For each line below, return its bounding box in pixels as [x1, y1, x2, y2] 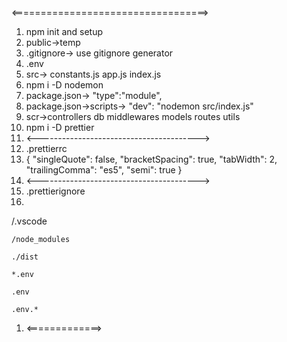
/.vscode [11, 215, 48, 227]
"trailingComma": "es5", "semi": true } [25, 164, 183, 176]
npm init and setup [25, 26, 104, 37]
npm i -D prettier [25, 122, 95, 133]
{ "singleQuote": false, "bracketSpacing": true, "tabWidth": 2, [25, 153, 278, 165]
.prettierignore [25, 185, 86, 197]
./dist [11, 252, 39, 262]
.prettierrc [25, 143, 68, 154]
